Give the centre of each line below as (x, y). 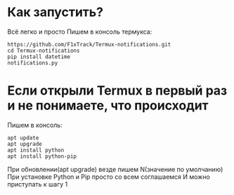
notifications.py (33, 63)
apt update (23, 137)
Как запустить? (56, 12)
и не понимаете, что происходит (108, 106)
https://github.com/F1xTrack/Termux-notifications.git (89, 44)
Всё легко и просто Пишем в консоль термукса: (80, 32)
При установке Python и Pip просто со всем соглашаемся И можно (109, 177)
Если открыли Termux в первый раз (117, 91)
